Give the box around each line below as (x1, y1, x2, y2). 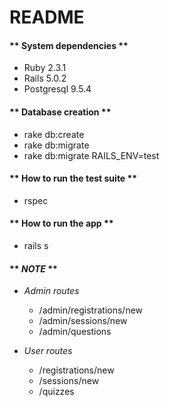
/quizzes (38, 386, 75, 398)
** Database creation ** (9, 106, 112, 118)
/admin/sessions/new (38, 315, 128, 327)
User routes (23, 345, 73, 357)
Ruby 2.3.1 (23, 62, 67, 74)
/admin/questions (38, 326, 112, 338)
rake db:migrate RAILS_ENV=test (23, 149, 160, 161)
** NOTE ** (9, 262, 58, 275)
